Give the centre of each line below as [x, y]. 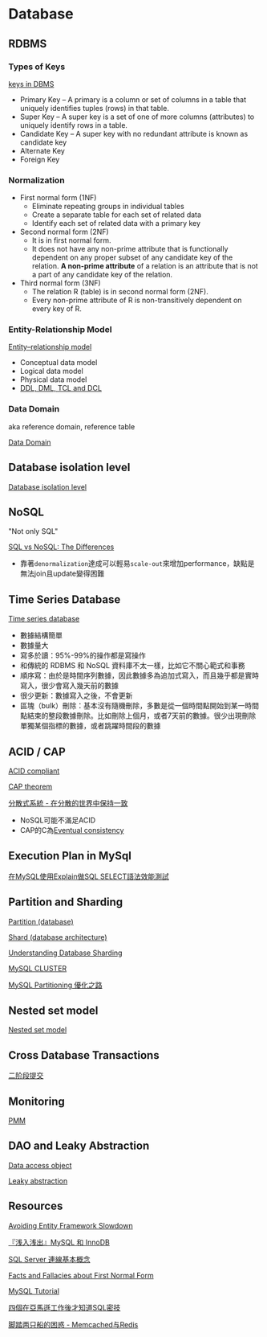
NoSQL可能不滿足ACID [58, 820]
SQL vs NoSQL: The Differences [61, 547]
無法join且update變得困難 [62, 574]
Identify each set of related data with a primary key [116, 224]
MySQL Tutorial [34, 1290]
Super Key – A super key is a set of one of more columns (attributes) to [137, 117]
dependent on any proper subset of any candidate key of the [132, 257]
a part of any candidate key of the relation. [102, 275]
